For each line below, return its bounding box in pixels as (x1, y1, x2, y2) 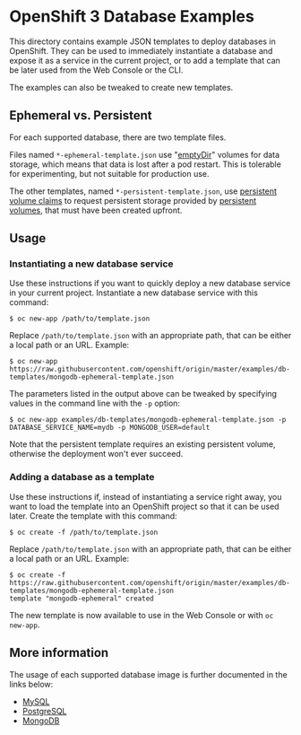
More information (9, 645, 109, 661)
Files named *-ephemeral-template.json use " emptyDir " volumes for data (9, 149, 280, 160)
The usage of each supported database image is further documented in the (9, 669, 288, 679)
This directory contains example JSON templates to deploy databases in (9, 36, 276, 47)
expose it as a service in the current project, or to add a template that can (9, 55, 280, 66)
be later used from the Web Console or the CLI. (9, 65, 184, 75)
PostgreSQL (21, 705, 67, 716)
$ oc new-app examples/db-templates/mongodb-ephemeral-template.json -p (9, 416, 287, 424)
